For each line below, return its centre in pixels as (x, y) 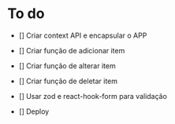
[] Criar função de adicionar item (72, 50)
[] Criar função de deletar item (68, 81)
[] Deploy (34, 111)
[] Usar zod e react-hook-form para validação (93, 96)
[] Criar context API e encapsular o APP (83, 35)
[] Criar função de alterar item (67, 66)
